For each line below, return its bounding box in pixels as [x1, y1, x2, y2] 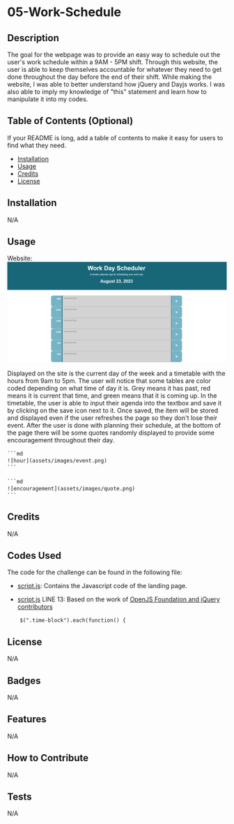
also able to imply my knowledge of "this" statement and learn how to [7, 88, 207, 96]
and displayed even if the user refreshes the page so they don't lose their [7, 413, 218, 422]
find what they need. [7, 141, 67, 149]
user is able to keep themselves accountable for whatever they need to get [7, 66, 222, 73]
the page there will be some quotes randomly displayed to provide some [7, 428, 214, 437]
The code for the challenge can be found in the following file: [7, 568, 182, 576]
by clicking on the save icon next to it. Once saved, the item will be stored [7, 406, 219, 414]
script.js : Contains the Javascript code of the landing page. [17, 582, 188, 590]
